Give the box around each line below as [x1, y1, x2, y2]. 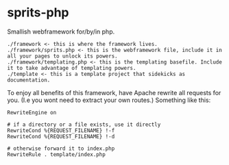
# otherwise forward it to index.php [7, 145, 115, 152]
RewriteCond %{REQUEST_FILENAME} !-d [7, 133, 115, 140]
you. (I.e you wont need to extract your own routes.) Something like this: [7, 96, 211, 104]
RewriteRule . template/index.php [7, 151, 106, 158]
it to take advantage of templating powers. [7, 64, 136, 71]
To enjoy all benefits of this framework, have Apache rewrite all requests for [7, 88, 221, 97]
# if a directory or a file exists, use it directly [7, 121, 161, 128]
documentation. [7, 77, 51, 84]
